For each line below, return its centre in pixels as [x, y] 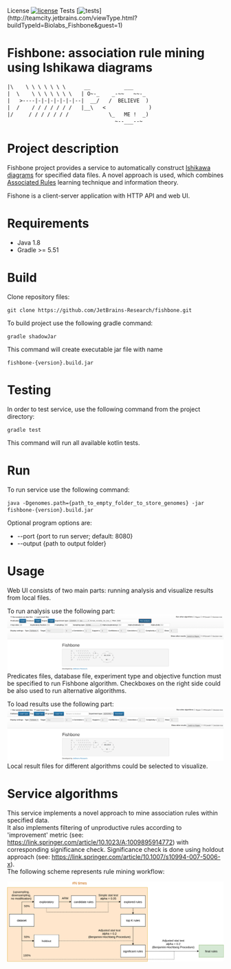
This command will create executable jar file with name [85, 349]
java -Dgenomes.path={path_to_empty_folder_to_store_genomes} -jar [106, 503]
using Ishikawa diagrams [80, 68]
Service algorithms [63, 794]
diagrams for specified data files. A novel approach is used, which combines [115, 175]
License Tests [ [43, 11]
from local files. [29, 597]
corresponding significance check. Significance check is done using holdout [115, 849]
